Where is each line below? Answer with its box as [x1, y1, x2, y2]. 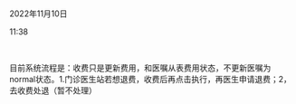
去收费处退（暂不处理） [9, 85, 97, 96]
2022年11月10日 [9, 8, 68, 19]
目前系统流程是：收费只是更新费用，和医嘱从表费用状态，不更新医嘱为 [9, 62, 272, 73]
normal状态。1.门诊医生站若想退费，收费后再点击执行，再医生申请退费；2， [9, 74, 291, 84]
